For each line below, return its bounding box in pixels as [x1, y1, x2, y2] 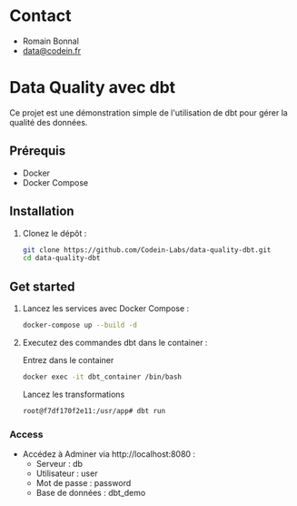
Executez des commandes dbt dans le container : [22, 337, 208, 348]
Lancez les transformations [22, 389, 125, 400]
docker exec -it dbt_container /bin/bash [22, 372, 182, 381]
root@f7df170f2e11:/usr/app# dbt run [22, 406, 166, 415]
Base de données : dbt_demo [35, 487, 146, 498]
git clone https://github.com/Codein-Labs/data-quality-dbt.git [22, 245, 272, 255]
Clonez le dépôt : [22, 228, 87, 238]
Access [9, 428, 44, 440]
